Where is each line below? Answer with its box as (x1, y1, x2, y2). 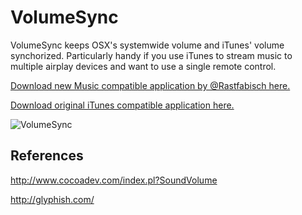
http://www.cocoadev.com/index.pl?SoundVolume (10, 174, 218, 186)
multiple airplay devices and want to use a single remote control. (10, 60, 277, 72)
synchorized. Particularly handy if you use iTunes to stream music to (10, 49, 293, 61)
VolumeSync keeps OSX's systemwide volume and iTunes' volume (10, 39, 285, 51)
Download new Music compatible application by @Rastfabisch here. (10, 79, 291, 91)
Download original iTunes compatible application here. (10, 99, 235, 111)
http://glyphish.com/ (10, 193, 95, 205)
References (10, 147, 84, 165)
